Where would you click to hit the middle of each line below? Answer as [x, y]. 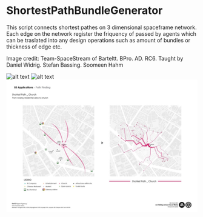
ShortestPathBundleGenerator [85, 11]
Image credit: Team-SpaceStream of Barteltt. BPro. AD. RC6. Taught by [95, 58]
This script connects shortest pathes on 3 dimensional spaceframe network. [101, 27]
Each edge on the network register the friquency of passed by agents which [101, 33]
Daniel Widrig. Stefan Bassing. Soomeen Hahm [65, 65]
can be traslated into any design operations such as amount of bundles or [98, 40]
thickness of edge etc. [34, 47]
